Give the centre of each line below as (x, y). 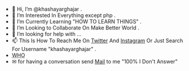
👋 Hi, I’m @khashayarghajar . (47, 9)
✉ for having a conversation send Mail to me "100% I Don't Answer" (94, 61)
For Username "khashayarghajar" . (54, 49)
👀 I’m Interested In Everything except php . (64, 15)
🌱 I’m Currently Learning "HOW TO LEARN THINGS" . (77, 21)
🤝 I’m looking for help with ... (47, 34)
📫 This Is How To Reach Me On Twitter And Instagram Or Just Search (97, 40)
